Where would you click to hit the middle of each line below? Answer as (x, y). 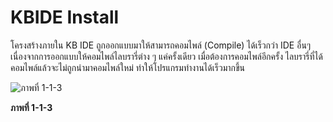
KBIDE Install (65, 17)
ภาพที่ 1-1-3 (31, 107)
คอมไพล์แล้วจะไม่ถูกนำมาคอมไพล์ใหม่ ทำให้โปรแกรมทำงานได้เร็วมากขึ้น (128, 67)
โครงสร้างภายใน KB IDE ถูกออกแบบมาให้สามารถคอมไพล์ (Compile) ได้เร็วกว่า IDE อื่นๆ (161, 45)
